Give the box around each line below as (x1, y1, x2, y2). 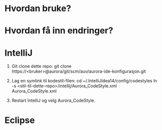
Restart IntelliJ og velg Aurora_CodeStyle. (11, 97, 96, 103)
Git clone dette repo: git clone (11, 64, 72, 69)
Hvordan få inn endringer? (4, 25, 113, 36)
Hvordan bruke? (4, 3, 71, 14)
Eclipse (4, 114, 35, 126)
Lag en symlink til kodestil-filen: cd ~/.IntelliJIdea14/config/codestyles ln (11, 78, 157, 84)
